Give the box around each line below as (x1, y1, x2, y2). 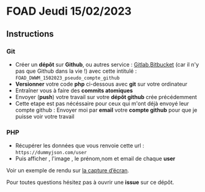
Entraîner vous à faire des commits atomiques (15, 87, 133, 94)
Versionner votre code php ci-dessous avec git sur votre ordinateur (15, 80, 188, 87)
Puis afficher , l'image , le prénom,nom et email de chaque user (15, 155, 176, 163)
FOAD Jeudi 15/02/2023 (6, 4, 132, 18)
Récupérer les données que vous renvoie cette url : (15, 142, 144, 149)
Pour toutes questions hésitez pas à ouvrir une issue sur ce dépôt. (6, 179, 174, 186)
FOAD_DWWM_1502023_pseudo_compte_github (15, 75, 120, 81)
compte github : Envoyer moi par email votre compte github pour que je (15, 106, 198, 114)
